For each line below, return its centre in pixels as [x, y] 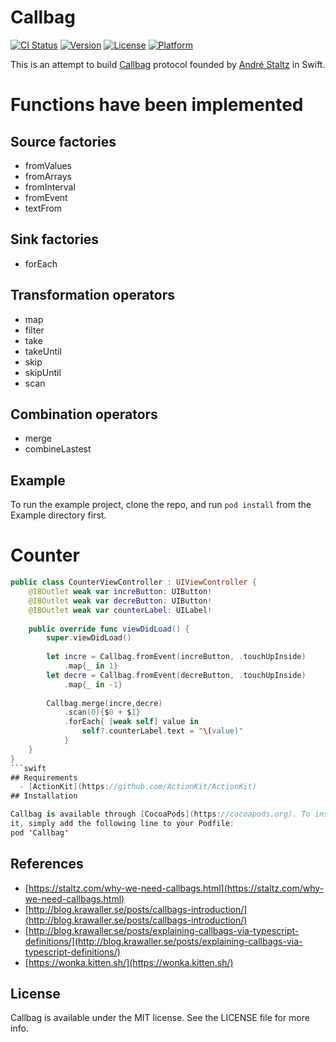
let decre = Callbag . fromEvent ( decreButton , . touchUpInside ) [176, 675]
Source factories [63, 141]
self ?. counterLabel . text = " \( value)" [162, 731]
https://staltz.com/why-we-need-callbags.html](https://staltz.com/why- [176, 888]
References [47, 864]
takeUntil [43, 351]
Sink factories [55, 239]
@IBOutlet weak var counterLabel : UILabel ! [120, 610]
